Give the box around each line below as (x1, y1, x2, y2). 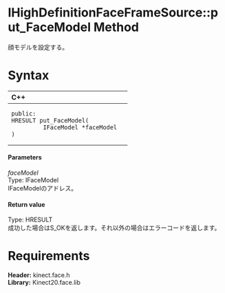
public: (11, 109, 36, 118)
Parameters (8, 153, 42, 162)
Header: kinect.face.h (8, 271, 70, 279)
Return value (8, 200, 45, 208)
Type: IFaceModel (8, 176, 59, 184)
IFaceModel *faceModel (43, 123, 118, 131)
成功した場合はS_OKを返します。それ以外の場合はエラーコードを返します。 (8, 224, 221, 232)
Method (93, 19, 140, 35)
